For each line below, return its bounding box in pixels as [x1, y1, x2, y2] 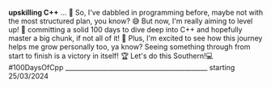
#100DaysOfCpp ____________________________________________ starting [8, 63, 235, 72]
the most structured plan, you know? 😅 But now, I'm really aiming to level [8, 16, 253, 26]
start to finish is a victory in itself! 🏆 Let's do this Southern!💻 [8, 51, 214, 61]
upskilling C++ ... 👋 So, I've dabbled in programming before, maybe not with [8, 8, 264, 17]
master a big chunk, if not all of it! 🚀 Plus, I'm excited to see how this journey [8, 33, 263, 43]
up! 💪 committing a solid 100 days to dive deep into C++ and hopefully [8, 25, 243, 34]
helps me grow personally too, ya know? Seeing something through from [8, 42, 251, 52]
